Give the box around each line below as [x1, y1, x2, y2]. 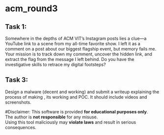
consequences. [5, 124, 37, 130]
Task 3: [5, 76, 28, 84]
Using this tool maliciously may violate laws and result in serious [5, 119, 137, 125]
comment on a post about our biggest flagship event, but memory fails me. [5, 46, 157, 52]
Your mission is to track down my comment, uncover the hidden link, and [5, 51, 152, 57]
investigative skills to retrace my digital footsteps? [5, 62, 106, 67]
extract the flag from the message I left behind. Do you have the [5, 56, 135, 62]
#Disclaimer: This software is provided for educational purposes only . [5, 108, 148, 114]
